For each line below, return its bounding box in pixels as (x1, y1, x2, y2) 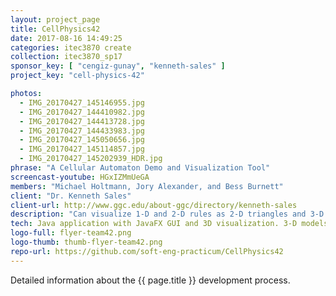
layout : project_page (10, 14, 101, 25)
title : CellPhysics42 (10, 24, 101, 34)
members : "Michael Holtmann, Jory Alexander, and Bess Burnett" (10, 181, 284, 191)
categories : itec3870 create (10, 42, 132, 53)
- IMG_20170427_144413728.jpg (19, 116, 145, 126)
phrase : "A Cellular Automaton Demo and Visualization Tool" (10, 163, 271, 173)
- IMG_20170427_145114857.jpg (19, 144, 145, 155)
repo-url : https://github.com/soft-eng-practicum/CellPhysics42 (10, 246, 284, 256)
